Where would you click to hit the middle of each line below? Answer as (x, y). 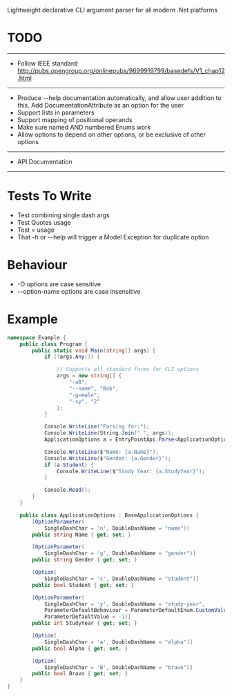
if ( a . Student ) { (69, 465)
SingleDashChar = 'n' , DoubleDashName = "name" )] (117, 528)
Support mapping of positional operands (75, 119)
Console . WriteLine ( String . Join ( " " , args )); (109, 433)
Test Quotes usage (44, 222)
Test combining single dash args (63, 215)
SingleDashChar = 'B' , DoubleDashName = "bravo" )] (118, 667)
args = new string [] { (89, 376)
